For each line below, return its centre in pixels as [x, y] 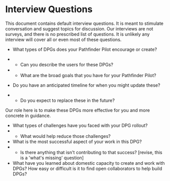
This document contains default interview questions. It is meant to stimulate [84, 23]
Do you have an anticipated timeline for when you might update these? [87, 85]
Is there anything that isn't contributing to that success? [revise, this [91, 152]
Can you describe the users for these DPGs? [66, 64]
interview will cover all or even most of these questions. [63, 40]
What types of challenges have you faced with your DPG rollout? [80, 125]
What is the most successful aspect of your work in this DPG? [77, 141]
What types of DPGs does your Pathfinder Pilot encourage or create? [85, 49]
